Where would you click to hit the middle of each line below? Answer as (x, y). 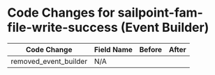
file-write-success (63, 27)
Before (151, 49)
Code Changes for (61, 13)
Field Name (113, 49)
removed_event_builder (49, 61)
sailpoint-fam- (161, 13)
